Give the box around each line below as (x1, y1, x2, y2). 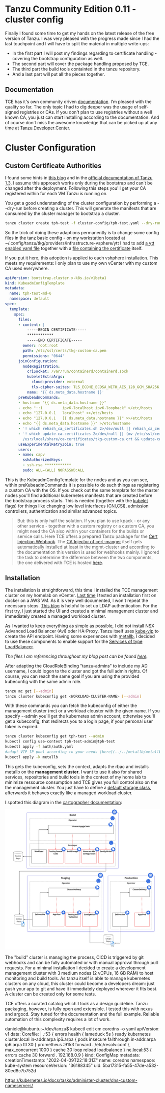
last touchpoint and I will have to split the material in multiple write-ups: (5, 40, 149, 46)
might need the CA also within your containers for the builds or (17, 528, 144, 534)
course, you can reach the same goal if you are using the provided (5, 673, 139, 679)
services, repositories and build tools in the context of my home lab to (5, 774, 146, 780)
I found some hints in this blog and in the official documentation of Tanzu (5, 175, 153, 180)
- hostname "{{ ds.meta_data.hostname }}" (18, 400, 107, 405)
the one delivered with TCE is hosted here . (17, 560, 103, 565)
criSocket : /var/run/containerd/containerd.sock (27, 369, 129, 374)
